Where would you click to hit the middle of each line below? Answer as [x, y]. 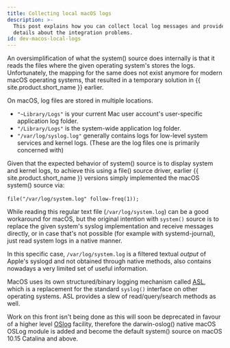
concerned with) [40, 150]
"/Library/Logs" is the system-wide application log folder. [99, 129]
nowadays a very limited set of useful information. [78, 269]
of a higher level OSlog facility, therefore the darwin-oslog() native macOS [112, 324]
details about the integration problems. [73, 32]
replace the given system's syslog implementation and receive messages [110, 226]
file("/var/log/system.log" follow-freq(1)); [73, 199]
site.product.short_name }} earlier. [55, 88]
